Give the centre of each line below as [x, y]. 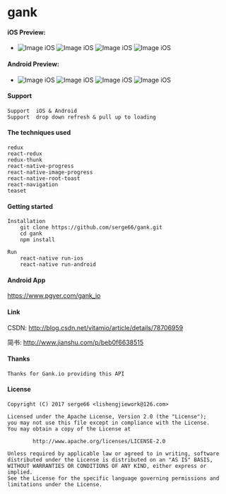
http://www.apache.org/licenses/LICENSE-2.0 [99, 442]
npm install [37, 240]
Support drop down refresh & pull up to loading [82, 117]
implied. [20, 472]
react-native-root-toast [44, 179]
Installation [26, 222]
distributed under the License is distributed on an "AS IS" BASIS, [110, 460]
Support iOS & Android [42, 111]
